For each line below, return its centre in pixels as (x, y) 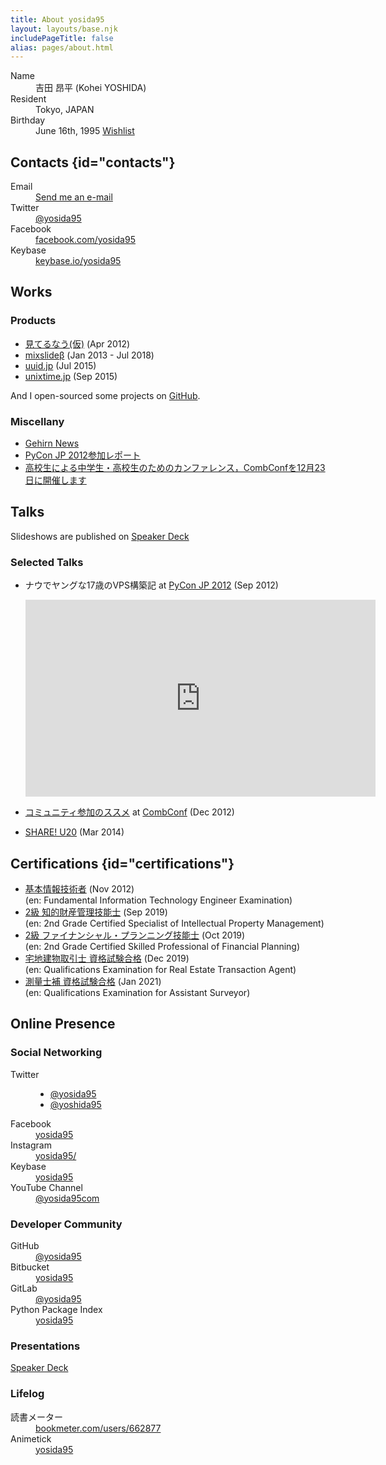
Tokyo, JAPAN (65, 110)
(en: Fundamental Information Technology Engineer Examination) (158, 900)
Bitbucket (30, 1267)
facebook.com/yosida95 (85, 240)
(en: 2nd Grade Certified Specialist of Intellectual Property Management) (174, 923)
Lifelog (27, 1394)
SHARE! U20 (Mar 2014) (74, 832)
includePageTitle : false (62, 38)
